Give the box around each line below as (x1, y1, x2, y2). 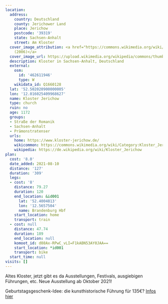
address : (9, 12, 28, 17)
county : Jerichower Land (14, 21, 66, 27)
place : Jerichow (14, 26, 48, 31)
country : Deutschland (14, 17, 59, 22)
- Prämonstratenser (9, 128, 50, 133)
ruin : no (9, 105, 28, 110)
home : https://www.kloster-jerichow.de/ (14, 138, 99, 143)
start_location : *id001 (14, 245, 64, 250)
